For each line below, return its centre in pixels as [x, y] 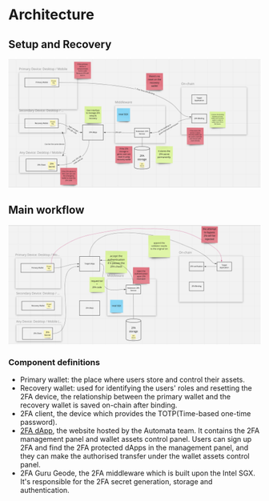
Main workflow [46, 210]
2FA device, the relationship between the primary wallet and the [125, 397]
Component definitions [54, 362]
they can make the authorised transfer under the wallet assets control [134, 456]
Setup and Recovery [60, 44]
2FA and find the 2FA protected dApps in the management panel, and [134, 448]
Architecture [51, 15]
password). [38, 423]
